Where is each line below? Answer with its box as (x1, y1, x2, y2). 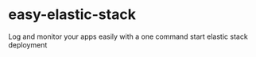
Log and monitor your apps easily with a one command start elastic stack (8, 32, 248, 41)
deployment (8, 40, 48, 49)
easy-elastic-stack (8, 6, 137, 24)
